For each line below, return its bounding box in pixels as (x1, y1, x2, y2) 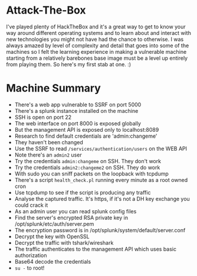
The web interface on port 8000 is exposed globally (14, 119, 142, 127)
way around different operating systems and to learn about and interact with (6, 29, 192, 36)
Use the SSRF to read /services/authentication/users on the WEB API (14, 145, 188, 152)
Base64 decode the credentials (14, 258, 91, 265)
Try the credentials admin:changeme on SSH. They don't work (14, 157, 161, 164)
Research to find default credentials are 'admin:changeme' (14, 132, 157, 139)
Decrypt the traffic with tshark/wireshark (14, 239, 114, 246)
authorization (14, 252, 47, 259)
